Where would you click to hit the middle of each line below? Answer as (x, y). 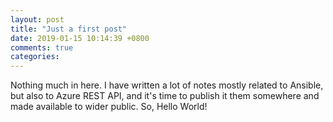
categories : (35, 57)
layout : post (37, 19)
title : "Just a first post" (69, 29)
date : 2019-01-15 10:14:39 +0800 (80, 38)
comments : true (42, 47)
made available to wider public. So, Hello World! (109, 107)
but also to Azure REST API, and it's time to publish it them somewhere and (165, 96)
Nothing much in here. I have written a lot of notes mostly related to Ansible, (167, 85)
